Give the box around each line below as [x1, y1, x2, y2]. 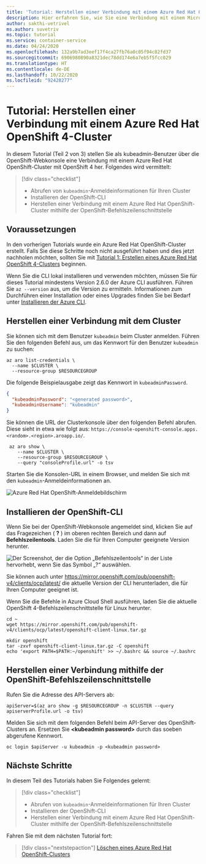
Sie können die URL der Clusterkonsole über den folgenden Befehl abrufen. [6, 418, 197, 426]
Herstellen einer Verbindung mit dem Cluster [6, 316, 181, 326]
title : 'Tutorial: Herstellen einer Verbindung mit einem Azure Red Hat [6, 9, 196, 15]
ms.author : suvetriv [6, 26, 59, 33]
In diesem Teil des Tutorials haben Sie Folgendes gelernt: [6, 777, 151, 784]
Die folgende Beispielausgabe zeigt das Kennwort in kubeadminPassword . [6, 379, 188, 386]
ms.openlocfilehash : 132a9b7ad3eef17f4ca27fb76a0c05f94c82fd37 [6, 49, 172, 55]
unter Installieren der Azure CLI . [6, 298, 87, 306]
